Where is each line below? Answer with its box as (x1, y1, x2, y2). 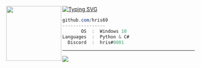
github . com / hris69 (62, 17, 108, 23)
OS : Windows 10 (81, 28, 127, 34)
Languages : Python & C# (62, 33, 130, 40)
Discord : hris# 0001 (68, 39, 124, 45)
